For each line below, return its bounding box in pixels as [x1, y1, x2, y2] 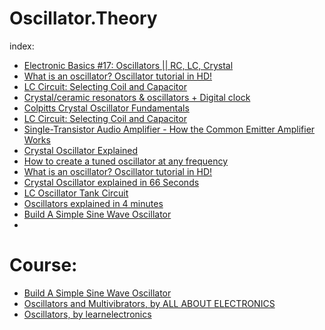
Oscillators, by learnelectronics [23, 308, 152, 320]
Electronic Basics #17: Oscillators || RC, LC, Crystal [23, 59, 234, 71]
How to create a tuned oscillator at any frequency [23, 155, 229, 167]
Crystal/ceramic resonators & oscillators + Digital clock [23, 91, 251, 103]
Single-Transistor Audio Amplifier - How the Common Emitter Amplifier [23, 123, 316, 135]
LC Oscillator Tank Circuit [23, 187, 129, 199]
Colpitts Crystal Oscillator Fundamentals [23, 102, 190, 114]
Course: [9, 254, 78, 277]
